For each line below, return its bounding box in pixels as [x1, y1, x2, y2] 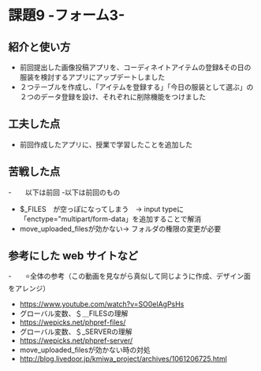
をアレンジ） [8, 284, 50, 293]
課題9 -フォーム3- [8, 6, 125, 24]
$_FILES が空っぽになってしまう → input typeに [19, 204, 185, 213]
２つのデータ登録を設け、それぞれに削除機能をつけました [19, 92, 207, 102]
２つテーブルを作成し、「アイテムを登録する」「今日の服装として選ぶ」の [19, 83, 254, 91]
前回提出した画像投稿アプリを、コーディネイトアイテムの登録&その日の [19, 63, 252, 72]
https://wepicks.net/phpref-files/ [19, 317, 126, 327]
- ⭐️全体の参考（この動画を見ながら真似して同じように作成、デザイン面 [8, 272, 251, 281]
